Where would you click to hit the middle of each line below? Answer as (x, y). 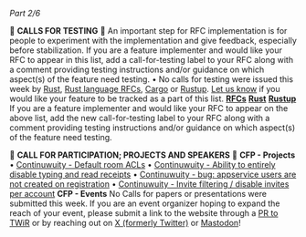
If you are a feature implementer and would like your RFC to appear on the (149, 108)
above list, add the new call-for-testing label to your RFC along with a (140, 118)
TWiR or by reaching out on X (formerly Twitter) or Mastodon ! (125, 223)
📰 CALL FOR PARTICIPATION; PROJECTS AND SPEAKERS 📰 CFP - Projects (152, 155)
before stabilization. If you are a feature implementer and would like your (146, 50)
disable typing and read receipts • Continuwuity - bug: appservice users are (153, 174)
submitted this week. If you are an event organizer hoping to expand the (145, 203)
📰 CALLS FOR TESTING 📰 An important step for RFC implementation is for (148, 31)
